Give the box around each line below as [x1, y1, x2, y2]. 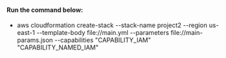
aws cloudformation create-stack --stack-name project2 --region [16, 21, 208, 29]
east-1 [16, 29, 35, 37]
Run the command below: [6, 6, 83, 14]
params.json [16, 36, 54, 45]
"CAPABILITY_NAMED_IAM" [16, 43, 100, 52]
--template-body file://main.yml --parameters [36, 29, 169, 37]
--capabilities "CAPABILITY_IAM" [54, 36, 151, 45]
